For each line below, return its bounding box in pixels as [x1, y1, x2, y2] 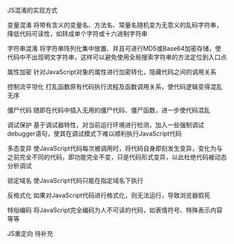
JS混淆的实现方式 [7, 6, 58, 14]
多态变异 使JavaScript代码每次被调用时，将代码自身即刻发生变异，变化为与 [7, 145, 223, 152]
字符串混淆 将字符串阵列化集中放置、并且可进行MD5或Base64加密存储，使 [7, 44, 221, 52]
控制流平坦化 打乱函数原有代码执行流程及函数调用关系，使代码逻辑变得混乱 [7, 83, 223, 90]
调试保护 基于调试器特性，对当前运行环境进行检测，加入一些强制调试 [7, 121, 204, 129]
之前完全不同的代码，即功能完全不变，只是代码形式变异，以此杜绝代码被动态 [7, 153, 227, 161]
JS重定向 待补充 [7, 229, 54, 238]
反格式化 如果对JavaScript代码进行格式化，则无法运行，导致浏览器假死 [7, 191, 211, 200]
